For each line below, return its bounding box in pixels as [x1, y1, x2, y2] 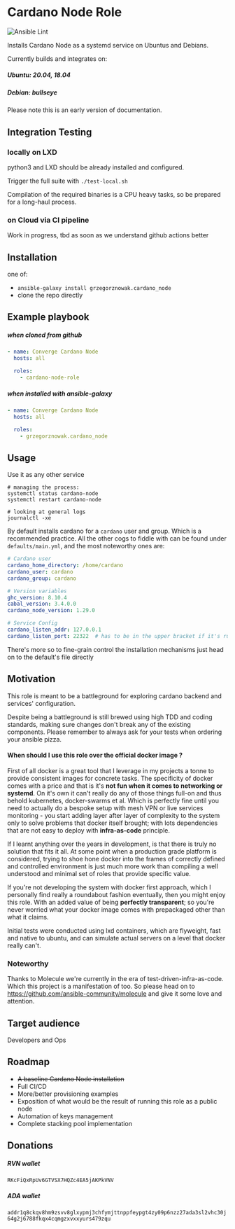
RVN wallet [7, 1159, 41, 1167]
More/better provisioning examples [17, 1090, 119, 1098]
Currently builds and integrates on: [7, 54, 108, 63]
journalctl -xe [7, 515, 52, 522]
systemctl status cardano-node [7, 490, 99, 497]
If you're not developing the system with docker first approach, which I [7, 883, 211, 891]
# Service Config [7, 620, 58, 627]
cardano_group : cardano [7, 575, 77, 582]
